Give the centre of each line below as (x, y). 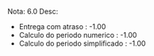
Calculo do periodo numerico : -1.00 (78, 35)
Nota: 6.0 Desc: (33, 11)
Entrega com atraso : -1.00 (62, 26)
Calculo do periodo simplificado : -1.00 (82, 43)
